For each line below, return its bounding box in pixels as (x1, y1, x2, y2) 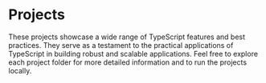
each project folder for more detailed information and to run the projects (8, 57, 248, 67)
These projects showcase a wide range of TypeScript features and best (8, 32, 246, 41)
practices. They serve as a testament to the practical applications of (8, 40, 234, 49)
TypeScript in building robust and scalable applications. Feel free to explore (8, 49, 259, 58)
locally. (8, 65, 32, 75)
